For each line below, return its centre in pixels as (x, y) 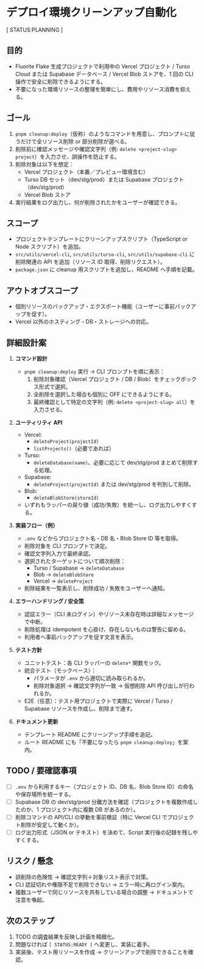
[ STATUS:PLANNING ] (35, 30)
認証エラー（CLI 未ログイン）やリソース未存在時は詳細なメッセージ (109, 614)
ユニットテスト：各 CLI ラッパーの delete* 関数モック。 (94, 663)
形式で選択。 (55, 387)
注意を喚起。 (31, 900)
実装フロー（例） (37, 525)
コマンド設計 (31, 358)
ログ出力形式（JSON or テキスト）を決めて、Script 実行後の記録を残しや (107, 832)
